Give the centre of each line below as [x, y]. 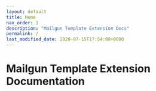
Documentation [46, 81]
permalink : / [22, 34]
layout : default [26, 12]
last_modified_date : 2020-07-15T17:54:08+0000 [65, 39]
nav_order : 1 [22, 23]
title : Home [21, 17]
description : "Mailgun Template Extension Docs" [68, 28]
